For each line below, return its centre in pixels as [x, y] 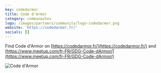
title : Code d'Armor [26, 14]
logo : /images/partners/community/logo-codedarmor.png [62, 23]
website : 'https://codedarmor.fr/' [41, 28]
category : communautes [28, 18]
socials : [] [17, 32]
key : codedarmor [22, 9]
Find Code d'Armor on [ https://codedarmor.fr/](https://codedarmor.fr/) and [80, 46]
